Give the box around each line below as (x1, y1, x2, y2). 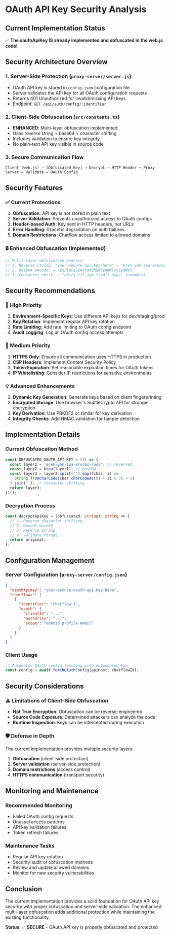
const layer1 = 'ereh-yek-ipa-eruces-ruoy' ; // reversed (10, 462, 133, 467)
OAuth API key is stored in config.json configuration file (12, 84, 130, 90)
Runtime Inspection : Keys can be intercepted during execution (12, 719, 144, 725)
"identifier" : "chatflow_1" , (18, 602, 80, 607)
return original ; (10, 537, 47, 542)
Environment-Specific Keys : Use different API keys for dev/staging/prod (12, 313, 165, 319)
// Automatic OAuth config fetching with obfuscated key (5, 663, 128, 668)
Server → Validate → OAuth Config (5, 170, 78, 175)
